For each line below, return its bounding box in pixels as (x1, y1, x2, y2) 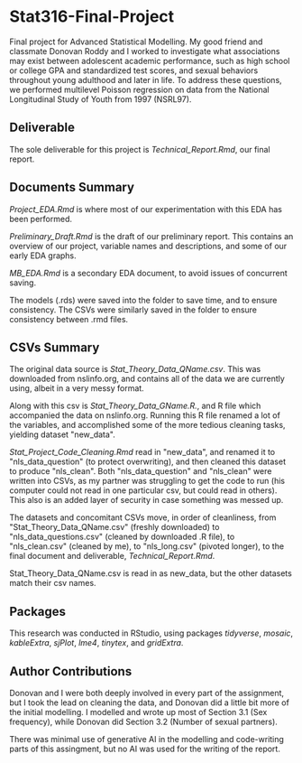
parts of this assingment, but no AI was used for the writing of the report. (9, 743, 281, 754)
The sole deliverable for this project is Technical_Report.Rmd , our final (9, 144, 270, 154)
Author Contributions (9, 664, 133, 679)
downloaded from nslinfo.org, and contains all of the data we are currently (9, 373, 286, 385)
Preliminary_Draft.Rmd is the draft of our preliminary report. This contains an (9, 230, 294, 241)
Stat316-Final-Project (9, 6, 175, 27)
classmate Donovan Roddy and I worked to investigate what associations (9, 45, 280, 56)
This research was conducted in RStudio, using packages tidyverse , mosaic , (9, 628, 294, 638)
